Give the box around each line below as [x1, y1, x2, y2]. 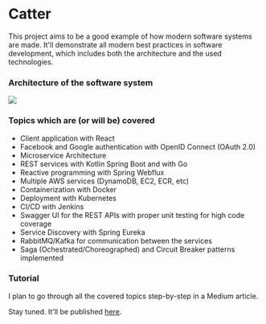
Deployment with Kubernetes [19, 193, 117, 203]
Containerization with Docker [19, 184, 117, 194]
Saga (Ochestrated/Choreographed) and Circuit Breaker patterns [19, 244, 235, 254]
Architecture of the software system [8, 77, 153, 88]
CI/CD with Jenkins [19, 202, 84, 211]
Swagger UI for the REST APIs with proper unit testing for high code [19, 210, 245, 219]
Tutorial [8, 273, 39, 284]
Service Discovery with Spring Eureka [19, 227, 146, 237]
